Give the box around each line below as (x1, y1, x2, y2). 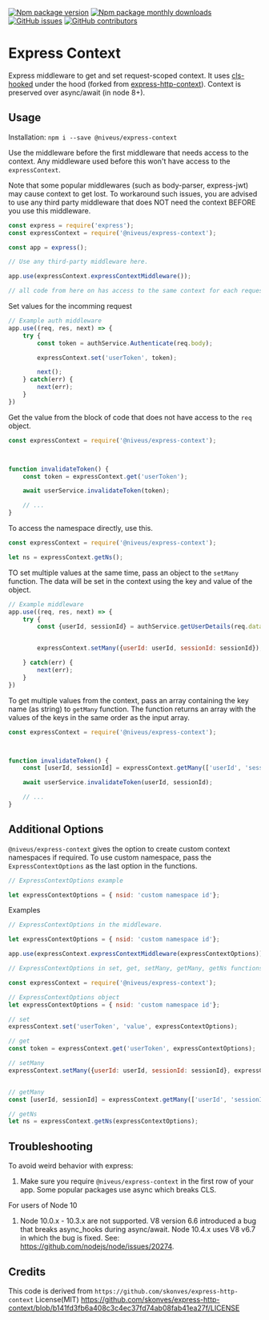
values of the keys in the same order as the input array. (8, 712, 191, 722)
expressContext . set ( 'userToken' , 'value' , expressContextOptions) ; (8, 1022, 239, 1030)
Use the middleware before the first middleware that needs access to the (8, 148, 249, 157)
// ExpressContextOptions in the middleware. (8, 921, 163, 929)
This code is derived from (8, 1286, 94, 1295)
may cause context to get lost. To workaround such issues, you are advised (8, 188, 258, 198)
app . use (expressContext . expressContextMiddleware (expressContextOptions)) (8, 950, 263, 958)
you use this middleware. (8, 205, 91, 216)
